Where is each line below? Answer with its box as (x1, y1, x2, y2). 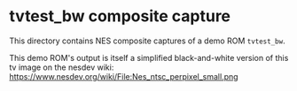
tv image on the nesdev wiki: (9, 62, 114, 72)
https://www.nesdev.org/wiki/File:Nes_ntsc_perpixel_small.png (9, 71, 238, 81)
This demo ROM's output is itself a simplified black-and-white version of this (9, 52, 289, 63)
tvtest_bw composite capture (9, 6, 231, 27)
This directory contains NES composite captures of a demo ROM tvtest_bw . (9, 35, 285, 46)
